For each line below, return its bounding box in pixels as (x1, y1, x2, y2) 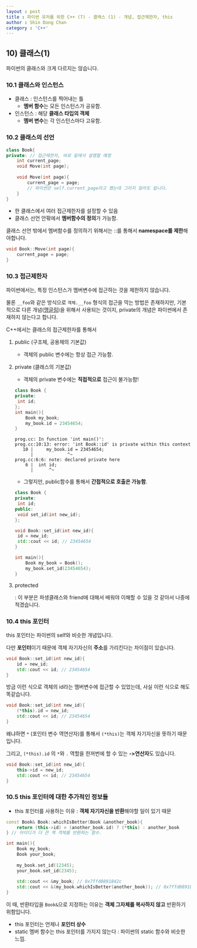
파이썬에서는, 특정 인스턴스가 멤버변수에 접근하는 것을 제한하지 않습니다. (6, 287, 171, 294)
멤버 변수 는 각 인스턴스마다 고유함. (23, 117, 101, 124)
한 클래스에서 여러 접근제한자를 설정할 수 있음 (14, 208, 118, 215)
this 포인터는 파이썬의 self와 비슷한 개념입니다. (6, 631, 113, 638)
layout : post (6, 8, 41, 15)
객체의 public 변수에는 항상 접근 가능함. (23, 351, 113, 358)
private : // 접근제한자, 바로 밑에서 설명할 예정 (6, 152, 111, 158)
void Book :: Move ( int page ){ (6, 246, 75, 252)
